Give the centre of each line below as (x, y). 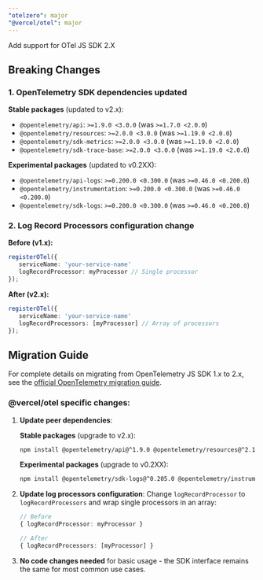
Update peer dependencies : (66, 420)
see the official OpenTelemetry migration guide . (85, 382)
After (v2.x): (29, 294)
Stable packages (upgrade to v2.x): (77, 435)
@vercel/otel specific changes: (69, 403)
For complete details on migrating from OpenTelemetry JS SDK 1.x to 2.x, (126, 374)
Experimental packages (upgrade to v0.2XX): (94, 464)
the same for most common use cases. (82, 569)
